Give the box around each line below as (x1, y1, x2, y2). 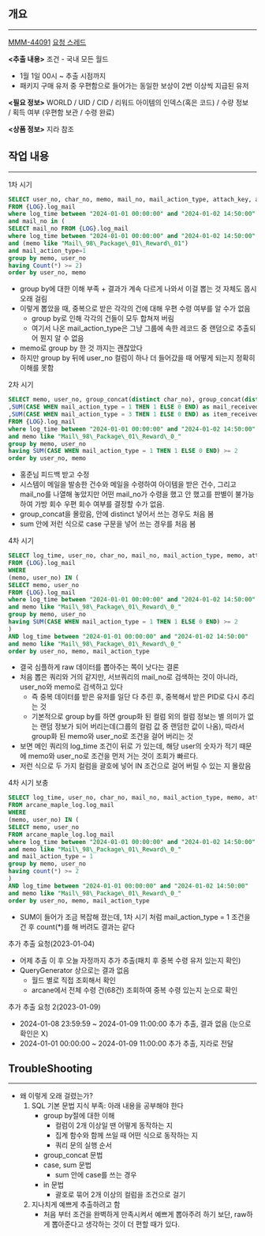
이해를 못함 (19, 363, 54, 373)
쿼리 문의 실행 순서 (54, 1140, 113, 1150)
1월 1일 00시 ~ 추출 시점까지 (19, 70, 106, 81)
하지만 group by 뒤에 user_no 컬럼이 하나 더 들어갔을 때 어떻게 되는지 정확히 (19, 353, 256, 363)
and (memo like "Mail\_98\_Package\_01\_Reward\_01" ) (8, 239, 189, 247)
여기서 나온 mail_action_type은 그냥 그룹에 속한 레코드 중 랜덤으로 (31, 323, 235, 333)
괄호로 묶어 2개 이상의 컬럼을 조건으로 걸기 (54, 1190, 186, 1200)
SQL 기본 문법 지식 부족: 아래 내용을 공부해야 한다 (31, 1101, 184, 1110)
